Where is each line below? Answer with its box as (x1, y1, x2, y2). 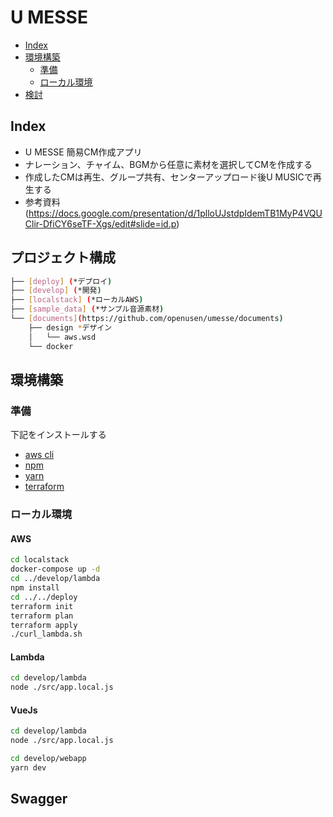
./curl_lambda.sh (10, 629, 83, 640)
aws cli (24, 449, 55, 461)
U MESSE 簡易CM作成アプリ (24, 146, 143, 158)
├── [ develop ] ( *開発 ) (10, 286, 102, 296)
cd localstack (10, 555, 70, 565)
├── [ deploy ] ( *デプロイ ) (10, 276, 113, 286)
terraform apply (10, 620, 78, 630)
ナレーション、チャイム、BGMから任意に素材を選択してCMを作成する (24, 158, 313, 170)
